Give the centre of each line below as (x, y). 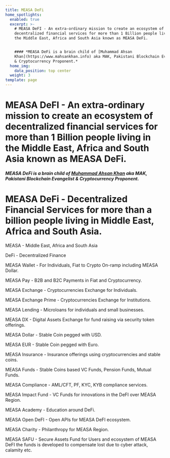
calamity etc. (19, 450)
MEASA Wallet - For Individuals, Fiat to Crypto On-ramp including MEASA (82, 265)
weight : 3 (20, 75)
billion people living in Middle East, (80, 220)
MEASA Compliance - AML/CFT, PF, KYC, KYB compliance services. (76, 385)
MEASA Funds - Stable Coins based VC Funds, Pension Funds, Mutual (78, 369)
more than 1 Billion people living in (78, 138)
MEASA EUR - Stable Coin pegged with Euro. (52, 345)
